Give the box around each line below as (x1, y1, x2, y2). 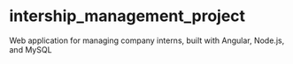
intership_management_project (9, 6, 246, 26)
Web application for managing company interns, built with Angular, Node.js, (9, 35, 285, 46)
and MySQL (9, 44, 52, 54)
